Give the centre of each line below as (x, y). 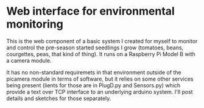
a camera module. (29, 60)
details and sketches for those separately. (59, 98)
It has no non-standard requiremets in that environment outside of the (94, 72)
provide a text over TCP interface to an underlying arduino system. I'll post (100, 92)
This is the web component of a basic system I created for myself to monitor (102, 41)
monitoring (35, 24)
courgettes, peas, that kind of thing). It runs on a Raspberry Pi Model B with (101, 54)
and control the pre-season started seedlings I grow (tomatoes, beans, (95, 48)
